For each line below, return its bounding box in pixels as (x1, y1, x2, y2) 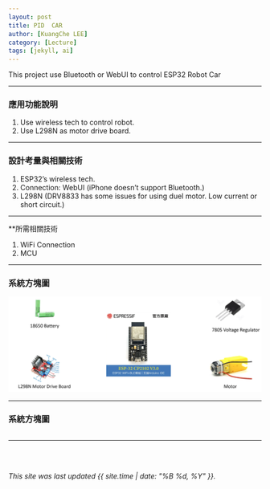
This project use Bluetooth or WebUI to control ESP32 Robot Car (8, 70, 221, 79)
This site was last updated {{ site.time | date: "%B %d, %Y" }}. (8, 471, 216, 481)
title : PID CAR (8, 21, 63, 30)
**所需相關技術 (8, 223, 59, 233)
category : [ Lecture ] (8, 39, 78, 47)
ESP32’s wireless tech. (19, 173, 96, 184)
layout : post (8, 13, 52, 21)
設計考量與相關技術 (8, 155, 83, 166)
